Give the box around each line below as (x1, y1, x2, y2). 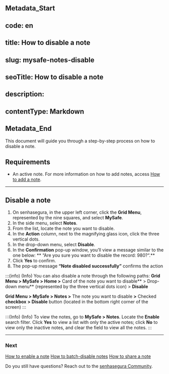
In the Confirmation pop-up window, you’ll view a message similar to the (12, 247, 164, 253)
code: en (5, 21, 34, 30)
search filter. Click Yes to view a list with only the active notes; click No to (5, 319, 158, 325)
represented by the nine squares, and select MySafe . (12, 215, 123, 221)
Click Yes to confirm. (12, 258, 56, 264)
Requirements (5, 158, 50, 166)
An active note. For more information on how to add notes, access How (12, 171, 160, 177)
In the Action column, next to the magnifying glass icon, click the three (12, 231, 159, 237)
